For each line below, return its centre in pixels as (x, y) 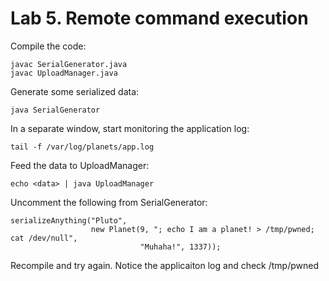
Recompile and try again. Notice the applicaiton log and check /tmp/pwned (165, 265)
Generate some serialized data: (75, 91)
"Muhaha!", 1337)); (180, 247)
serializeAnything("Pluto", (69, 220)
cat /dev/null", (44, 238)
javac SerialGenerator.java (69, 64)
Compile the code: (48, 46)
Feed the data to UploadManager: (80, 165)
